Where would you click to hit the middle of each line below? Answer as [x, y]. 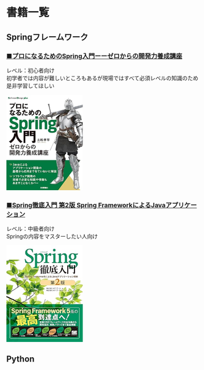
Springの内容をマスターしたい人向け [52, 237]
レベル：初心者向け [31, 70]
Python [20, 359]
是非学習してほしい [31, 86]
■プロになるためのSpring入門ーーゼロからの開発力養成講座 [94, 56]
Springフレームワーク [47, 37]
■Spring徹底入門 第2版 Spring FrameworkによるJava [86, 205]
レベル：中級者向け [31, 229]
